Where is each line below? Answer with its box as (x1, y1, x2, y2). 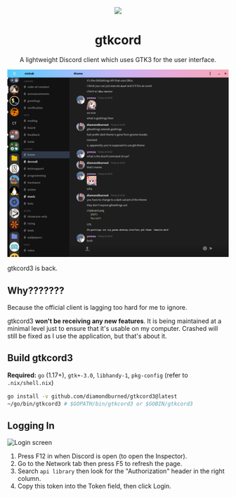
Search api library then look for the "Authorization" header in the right (17, 467, 225, 475)
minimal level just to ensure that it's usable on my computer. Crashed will (7, 324, 218, 332)
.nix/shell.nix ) (7, 378, 54, 386)
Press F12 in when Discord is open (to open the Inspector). (17, 452, 188, 460)
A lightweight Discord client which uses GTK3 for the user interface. (20, 55, 216, 63)
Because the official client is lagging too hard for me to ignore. (7, 303, 188, 311)
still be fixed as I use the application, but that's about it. (7, 332, 167, 340)
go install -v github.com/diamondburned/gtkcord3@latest (7, 393, 178, 400)
